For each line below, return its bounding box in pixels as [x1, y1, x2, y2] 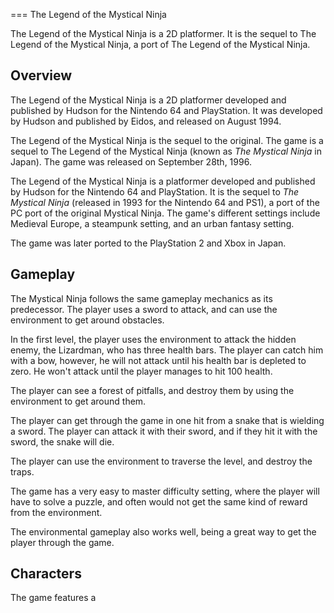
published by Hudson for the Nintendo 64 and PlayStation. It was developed [10, 104, 323, 116]
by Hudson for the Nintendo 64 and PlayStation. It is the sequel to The [10, 185, 300, 198]
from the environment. [10, 506, 103, 518]
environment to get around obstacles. [10, 314, 165, 326]
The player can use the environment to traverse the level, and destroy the [10, 455, 313, 467]
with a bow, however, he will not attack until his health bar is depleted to [10, 354, 307, 366]
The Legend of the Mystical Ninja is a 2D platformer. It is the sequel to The [10, 28, 317, 39]
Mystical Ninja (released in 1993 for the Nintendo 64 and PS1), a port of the [10, 196, 320, 208]
